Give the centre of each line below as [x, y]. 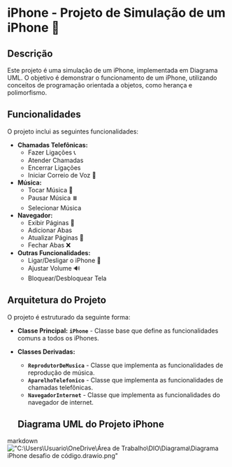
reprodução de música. [61, 373]
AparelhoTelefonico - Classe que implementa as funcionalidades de [125, 380]
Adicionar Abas [50, 230]
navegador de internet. [61, 402]
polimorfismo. [27, 93]
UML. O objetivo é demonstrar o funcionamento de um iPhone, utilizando [112, 78]
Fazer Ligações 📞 [52, 152]
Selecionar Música [55, 208]
